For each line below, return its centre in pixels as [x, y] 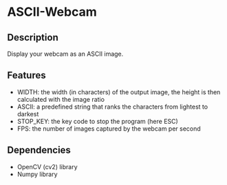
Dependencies [39, 150]
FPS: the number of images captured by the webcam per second [109, 129]
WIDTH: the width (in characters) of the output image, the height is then [119, 92]
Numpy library [37, 174]
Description [33, 37]
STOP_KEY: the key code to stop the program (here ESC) [98, 121]
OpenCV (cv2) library [47, 166]
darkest [28, 113]
